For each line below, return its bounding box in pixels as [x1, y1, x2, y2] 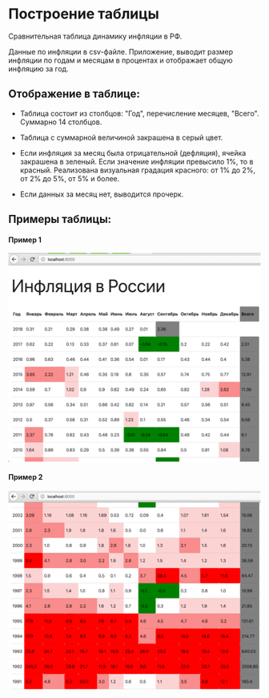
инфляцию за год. [8, 63, 70, 73]
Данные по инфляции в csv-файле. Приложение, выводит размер [8, 47, 234, 56]
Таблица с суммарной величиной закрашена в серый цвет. [19, 132, 223, 142]
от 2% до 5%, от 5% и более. [19, 173, 120, 183]
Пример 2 [8, 473, 43, 482]
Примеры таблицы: [8, 213, 112, 226]
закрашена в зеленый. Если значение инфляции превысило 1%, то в [19, 156, 254, 166]
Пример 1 [8, 234, 42, 245]
